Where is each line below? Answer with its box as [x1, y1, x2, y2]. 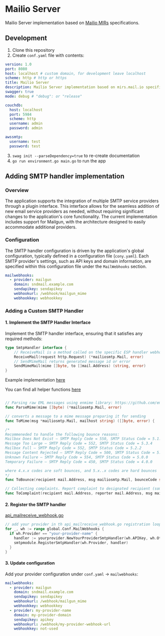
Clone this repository [12, 47, 55, 53]
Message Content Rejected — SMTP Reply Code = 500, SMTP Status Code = [5, 450, 155, 455]
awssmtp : [5, 134, 23, 139]
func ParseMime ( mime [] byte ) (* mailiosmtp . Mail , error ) [5, 405, 122, 410]
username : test [9, 139, 41, 144]
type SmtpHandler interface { [5, 345, 67, 350]
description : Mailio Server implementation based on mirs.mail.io [5, 85, 144, 90]
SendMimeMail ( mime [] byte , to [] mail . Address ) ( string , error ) [14, 363, 146, 369]
